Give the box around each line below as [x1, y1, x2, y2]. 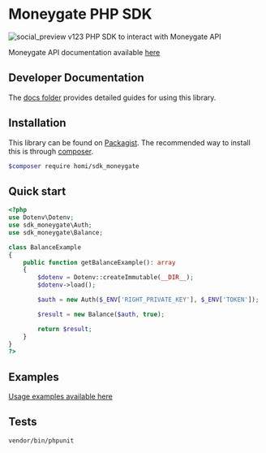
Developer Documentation [8, 71, 144, 85]
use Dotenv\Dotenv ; [8, 214, 75, 222]
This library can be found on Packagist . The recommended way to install [8, 137, 251, 147]
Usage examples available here [8, 391, 114, 402]
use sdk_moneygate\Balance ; [8, 228, 104, 236]
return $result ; [37, 325, 92, 333]
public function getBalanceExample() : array [23, 258, 176, 266]
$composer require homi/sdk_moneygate [8, 162, 139, 170]
